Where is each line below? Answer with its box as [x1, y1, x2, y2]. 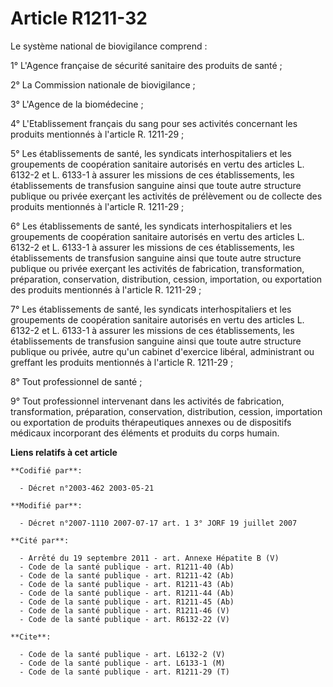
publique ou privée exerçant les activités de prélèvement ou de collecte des [10, 190, 323, 202]
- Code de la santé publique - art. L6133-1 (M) [19, 658, 226, 668]
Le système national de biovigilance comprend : [10, 40, 208, 52]
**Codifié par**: [10, 465, 83, 476]
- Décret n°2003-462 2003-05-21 [19, 483, 155, 493]
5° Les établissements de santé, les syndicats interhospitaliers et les [10, 147, 292, 159]
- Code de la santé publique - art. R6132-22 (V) [19, 614, 230, 624]
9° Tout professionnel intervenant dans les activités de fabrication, [10, 395, 285, 407]
